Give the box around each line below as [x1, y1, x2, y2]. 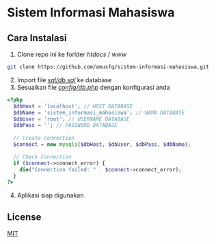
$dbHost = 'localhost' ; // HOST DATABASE [13, 103, 133, 110]
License [7, 211, 42, 223]
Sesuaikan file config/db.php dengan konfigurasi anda [16, 83, 170, 91]
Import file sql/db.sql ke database [16, 75, 112, 84]
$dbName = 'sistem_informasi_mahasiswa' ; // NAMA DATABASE [13, 109, 185, 116]
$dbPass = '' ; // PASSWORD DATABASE [13, 122, 118, 129]
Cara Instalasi [7, 32, 67, 44]
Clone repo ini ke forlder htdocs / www [16, 50, 127, 58]
